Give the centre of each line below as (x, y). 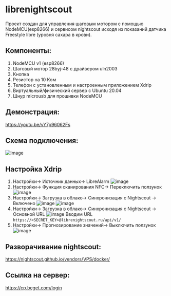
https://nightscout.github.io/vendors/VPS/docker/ (58, 259)
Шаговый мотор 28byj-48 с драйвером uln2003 (65, 68)
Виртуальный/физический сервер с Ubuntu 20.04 (67, 90)
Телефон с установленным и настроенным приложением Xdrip (82, 85)
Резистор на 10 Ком (34, 79)
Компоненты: (28, 51)
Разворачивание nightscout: (53, 247)
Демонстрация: (33, 112)
